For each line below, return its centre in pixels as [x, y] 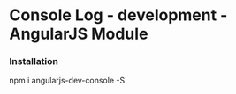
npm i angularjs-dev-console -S [67, 81]
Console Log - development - [118, 15]
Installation [34, 61]
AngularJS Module [79, 34]
